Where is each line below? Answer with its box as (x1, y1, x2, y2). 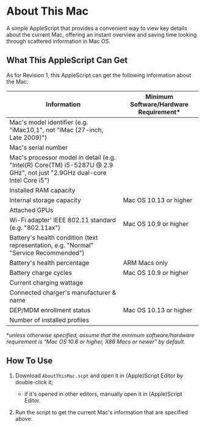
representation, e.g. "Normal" (9, 241, 93, 249)
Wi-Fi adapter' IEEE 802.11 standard (9, 216, 117, 224)
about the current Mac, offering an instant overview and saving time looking (6, 31, 197, 38)
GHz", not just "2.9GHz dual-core (9, 168, 107, 177)
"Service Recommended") (9, 249, 85, 257)
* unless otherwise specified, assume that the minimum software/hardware (6, 331, 195, 338)
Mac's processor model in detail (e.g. (9, 153, 116, 161)
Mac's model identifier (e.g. (9, 118, 88, 126)
